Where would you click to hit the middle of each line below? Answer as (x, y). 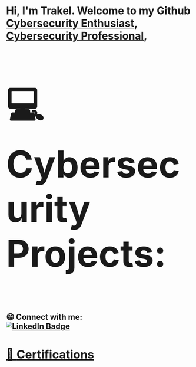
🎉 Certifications (50, 355)
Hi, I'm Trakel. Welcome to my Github (98, 11)
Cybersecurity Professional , (77, 36)
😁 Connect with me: (44, 317)
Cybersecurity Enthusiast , (72, 23)
